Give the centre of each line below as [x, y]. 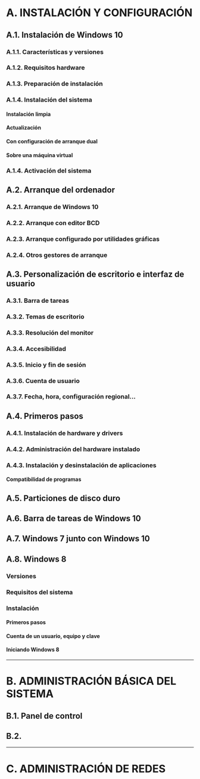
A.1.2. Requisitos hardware [46, 68]
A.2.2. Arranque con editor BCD [53, 223]
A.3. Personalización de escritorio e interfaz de [95, 275]
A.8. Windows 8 [36, 559]
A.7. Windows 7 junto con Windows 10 [78, 539]
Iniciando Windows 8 [33, 650]
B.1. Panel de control [44, 716]
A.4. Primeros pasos [45, 416]
